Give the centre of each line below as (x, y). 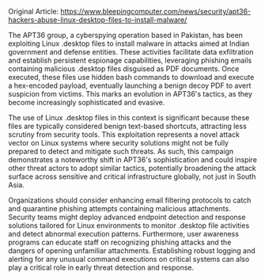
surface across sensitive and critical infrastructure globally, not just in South (132, 176)
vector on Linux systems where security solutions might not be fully (119, 143)
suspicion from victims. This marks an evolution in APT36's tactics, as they (131, 94)
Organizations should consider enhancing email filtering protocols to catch (130, 200)
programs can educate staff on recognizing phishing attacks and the (120, 242)
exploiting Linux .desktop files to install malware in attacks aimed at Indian (129, 44)
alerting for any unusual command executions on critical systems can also (129, 259)
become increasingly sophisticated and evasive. (87, 102)
